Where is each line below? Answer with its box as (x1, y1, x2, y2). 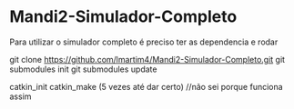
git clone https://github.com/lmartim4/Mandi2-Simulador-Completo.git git (9, 54, 285, 64)
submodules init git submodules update (9, 64, 157, 74)
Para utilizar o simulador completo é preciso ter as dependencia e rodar (9, 36, 279, 47)
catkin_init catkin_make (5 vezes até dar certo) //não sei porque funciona (9, 81, 284, 92)
